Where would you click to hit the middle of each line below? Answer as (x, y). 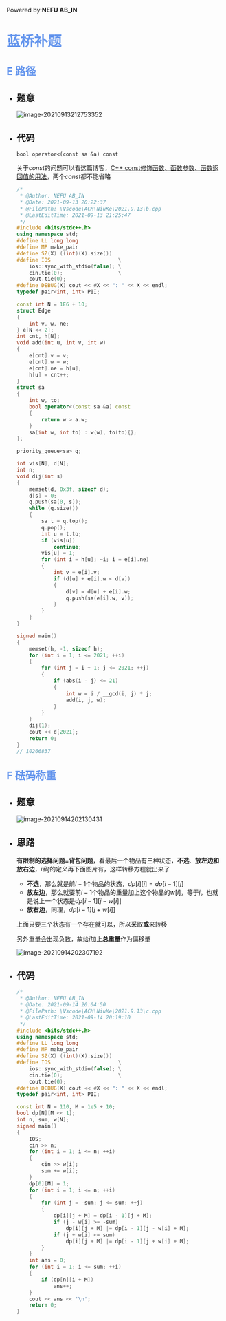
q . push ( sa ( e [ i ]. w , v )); (100, 598)
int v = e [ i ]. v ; (77, 573)
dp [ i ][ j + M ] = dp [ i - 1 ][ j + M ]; (103, 1216)
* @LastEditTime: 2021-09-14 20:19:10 (75, 1017)
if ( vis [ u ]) (58, 540)
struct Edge (33, 310)
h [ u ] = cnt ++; (49, 374)
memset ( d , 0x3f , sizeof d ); (69, 489)
